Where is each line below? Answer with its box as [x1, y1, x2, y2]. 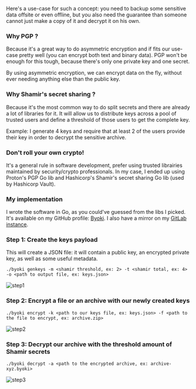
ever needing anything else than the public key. [6, 76, 120, 83]
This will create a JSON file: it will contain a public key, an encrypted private [6, 249, 190, 256]
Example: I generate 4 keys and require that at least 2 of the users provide [6, 128, 185, 135]
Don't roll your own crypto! [6, 148, 85, 156]
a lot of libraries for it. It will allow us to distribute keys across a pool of [6, 110, 177, 117]
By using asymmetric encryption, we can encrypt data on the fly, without [6, 69, 182, 76]
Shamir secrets [6, 347, 50, 356]
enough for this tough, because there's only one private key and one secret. [6, 58, 190, 65]
